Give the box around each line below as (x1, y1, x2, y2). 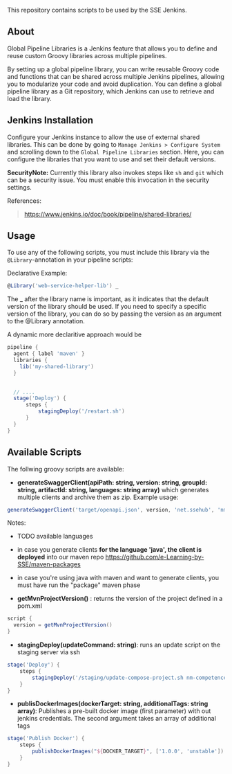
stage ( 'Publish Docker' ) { (7, 735, 85, 742)
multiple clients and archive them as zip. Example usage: (17, 493, 179, 501)
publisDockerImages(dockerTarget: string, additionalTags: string (17, 699, 209, 708)
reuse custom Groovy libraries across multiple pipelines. (7, 51, 167, 60)
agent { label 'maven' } (13, 350, 85, 357)
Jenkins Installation (7, 114, 94, 127)
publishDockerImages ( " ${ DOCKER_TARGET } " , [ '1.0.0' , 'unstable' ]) (32, 748, 224, 755)
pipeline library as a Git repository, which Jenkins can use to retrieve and (7, 87, 215, 96)
